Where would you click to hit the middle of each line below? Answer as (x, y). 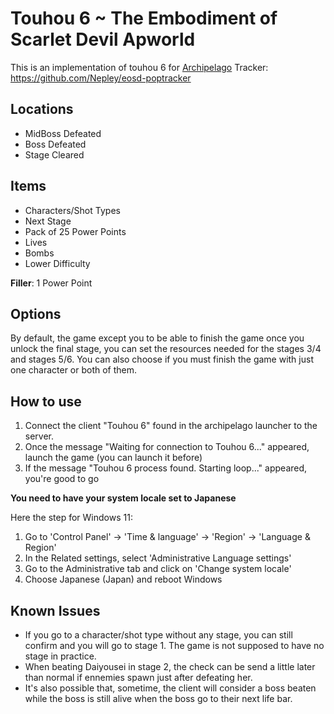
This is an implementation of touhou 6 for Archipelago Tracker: (139, 67)
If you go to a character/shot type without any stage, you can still (158, 635)
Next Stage (48, 221)
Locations (42, 109)
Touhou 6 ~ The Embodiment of (144, 18)
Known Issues (55, 610)
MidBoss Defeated (63, 133)
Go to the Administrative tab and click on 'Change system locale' (158, 569)
